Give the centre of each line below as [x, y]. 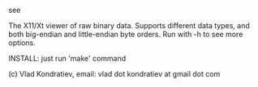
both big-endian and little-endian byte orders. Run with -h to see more [126, 34]
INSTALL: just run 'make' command [67, 58]
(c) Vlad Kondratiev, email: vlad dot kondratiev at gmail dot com [114, 74]
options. [22, 43]
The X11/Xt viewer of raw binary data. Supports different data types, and [129, 25]
